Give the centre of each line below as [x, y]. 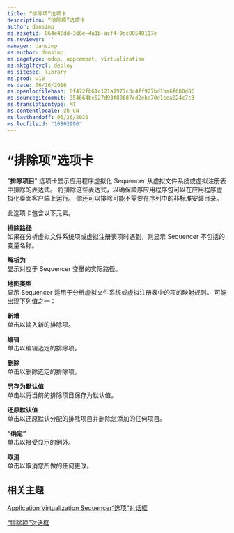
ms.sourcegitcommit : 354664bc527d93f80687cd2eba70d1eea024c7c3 [101, 98]
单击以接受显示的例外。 [41, 442]
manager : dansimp [32, 46]
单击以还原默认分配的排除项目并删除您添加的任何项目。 [86, 419]
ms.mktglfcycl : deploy [40, 65]
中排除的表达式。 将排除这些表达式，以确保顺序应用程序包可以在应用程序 [112, 190]
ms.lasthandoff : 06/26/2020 [48, 117]
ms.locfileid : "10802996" [45, 124]
